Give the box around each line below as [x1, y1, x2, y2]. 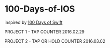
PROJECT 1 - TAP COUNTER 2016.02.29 [4, 29, 85, 34]
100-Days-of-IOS [4, 3, 75, 15]
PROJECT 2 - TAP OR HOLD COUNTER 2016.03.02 [4, 38, 106, 44]
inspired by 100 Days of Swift [4, 19, 63, 25]
